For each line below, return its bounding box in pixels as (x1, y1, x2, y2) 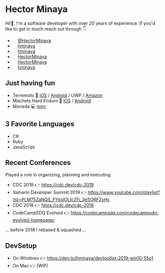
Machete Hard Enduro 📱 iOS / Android (12, 97, 91, 104)
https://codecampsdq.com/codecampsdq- (70, 210, 159, 216)
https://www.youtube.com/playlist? (87, 189, 160, 195)
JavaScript (12, 144, 35, 150)
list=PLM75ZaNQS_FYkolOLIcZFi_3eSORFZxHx (12, 196, 110, 202)
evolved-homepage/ (12, 217, 55, 223)
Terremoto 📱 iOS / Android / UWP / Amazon (12, 92, 103, 98)
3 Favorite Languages (5, 120, 74, 128)
